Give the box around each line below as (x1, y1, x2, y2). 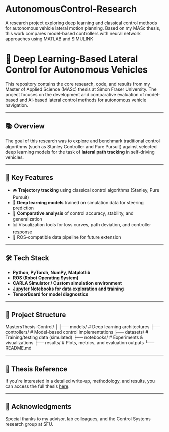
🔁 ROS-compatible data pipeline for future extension (12, 234, 121, 240)
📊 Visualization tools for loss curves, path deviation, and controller (12, 221, 152, 227)
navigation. (5, 102, 29, 108)
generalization (12, 215, 43, 222)
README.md (5, 345, 32, 351)
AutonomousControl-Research (5, 3, 137, 15)
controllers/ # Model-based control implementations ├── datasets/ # (5, 329, 149, 335)
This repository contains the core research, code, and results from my (5, 81, 150, 87)
